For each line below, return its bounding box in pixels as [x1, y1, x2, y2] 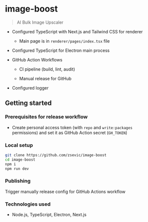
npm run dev [5, 166, 29, 171]
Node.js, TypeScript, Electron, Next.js [12, 212, 87, 218]
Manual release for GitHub [19, 75, 72, 81]
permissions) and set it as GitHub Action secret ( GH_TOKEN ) [12, 130, 128, 135]
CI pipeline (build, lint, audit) [19, 66, 76, 72]
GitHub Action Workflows [12, 57, 63, 62]
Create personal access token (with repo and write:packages [12, 124, 133, 130]
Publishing [5, 178, 31, 184]
